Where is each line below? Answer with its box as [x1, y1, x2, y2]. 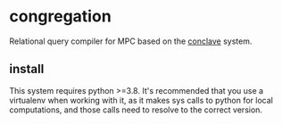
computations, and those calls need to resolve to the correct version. [9, 104, 263, 115]
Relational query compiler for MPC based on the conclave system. [9, 36, 253, 46]
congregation [9, 6, 112, 27]
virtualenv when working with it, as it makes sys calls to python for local [9, 95, 274, 105]
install [9, 62, 45, 77]
